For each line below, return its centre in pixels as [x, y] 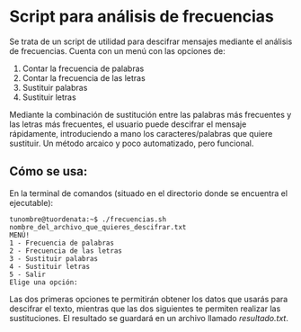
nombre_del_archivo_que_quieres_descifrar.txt [98, 227]
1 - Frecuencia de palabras [62, 243]
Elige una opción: [44, 282]
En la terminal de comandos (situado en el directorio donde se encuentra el [149, 193]
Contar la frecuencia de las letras [84, 77]
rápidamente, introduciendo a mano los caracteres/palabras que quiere [141, 133]
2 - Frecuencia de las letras [66, 251]
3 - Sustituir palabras [54, 258]
